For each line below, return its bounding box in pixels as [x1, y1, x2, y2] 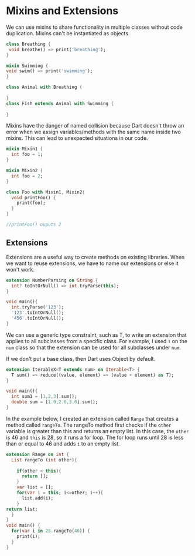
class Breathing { [6, 41, 51, 47]
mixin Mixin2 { [6, 168, 43, 174]
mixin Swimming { [6, 63, 49, 69]
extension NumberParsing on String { [6, 277, 98, 283]
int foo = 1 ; [11, 152, 43, 158]
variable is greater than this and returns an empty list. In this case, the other [6, 427, 189, 434]
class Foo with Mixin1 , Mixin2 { [6, 189, 85, 195]
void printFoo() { [11, 195, 57, 200]
